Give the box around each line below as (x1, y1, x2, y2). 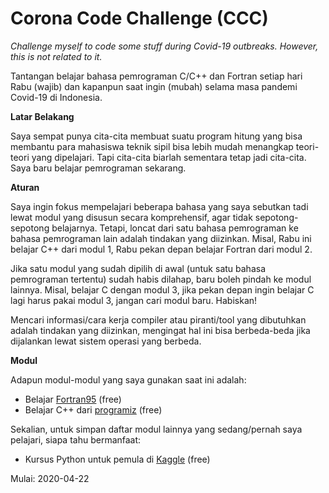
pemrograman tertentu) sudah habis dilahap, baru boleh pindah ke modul (10, 273, 312, 285)
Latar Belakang (10, 110, 75, 122)
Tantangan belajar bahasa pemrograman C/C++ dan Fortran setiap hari (10, 70, 303, 82)
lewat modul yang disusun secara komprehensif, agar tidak (10, 211, 253, 223)
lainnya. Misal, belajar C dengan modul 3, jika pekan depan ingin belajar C (10, 283, 315, 296)
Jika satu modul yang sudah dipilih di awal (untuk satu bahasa (10, 262, 266, 274)
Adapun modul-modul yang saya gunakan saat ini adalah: (10, 373, 247, 386)
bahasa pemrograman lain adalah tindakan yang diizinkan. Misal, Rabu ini (10, 232, 312, 244)
